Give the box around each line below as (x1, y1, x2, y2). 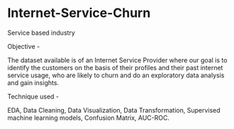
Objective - (7, 42, 40, 50)
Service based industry (7, 28, 76, 37)
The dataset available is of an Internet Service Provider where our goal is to (7, 55, 228, 64)
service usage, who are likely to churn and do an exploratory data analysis (7, 71, 225, 79)
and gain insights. (7, 78, 59, 86)
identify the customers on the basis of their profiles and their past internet (7, 63, 223, 72)
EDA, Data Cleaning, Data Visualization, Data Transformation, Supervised (7, 106, 221, 114)
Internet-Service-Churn (7, 5, 151, 21)
